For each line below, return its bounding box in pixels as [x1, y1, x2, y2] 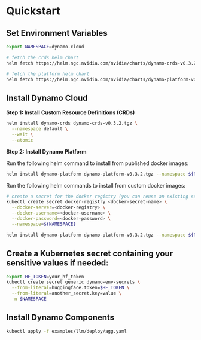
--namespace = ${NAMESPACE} [11, 221, 77, 227]
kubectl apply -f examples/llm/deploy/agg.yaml [6, 328, 127, 334]
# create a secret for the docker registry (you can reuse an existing [6, 193, 188, 200]
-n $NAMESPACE [11, 296, 47, 302]
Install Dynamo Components [6, 313, 115, 323]
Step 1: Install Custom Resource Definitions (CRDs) [6, 109, 135, 116]
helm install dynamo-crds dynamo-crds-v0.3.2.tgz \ [6, 121, 138, 127]
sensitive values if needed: [6, 258, 109, 268]
